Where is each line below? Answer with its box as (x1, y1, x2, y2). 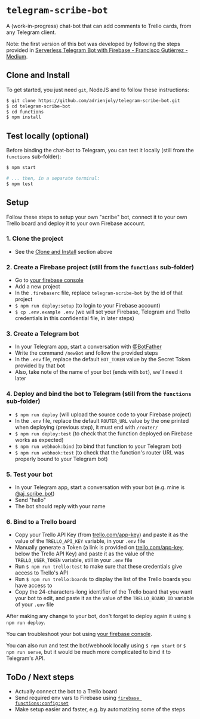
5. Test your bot (6, 470, 53, 478)
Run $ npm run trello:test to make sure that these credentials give (14, 563, 182, 570)
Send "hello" (14, 496, 47, 503)
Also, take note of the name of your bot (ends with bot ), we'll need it (14, 368, 183, 376)
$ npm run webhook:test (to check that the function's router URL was (14, 448, 184, 456)
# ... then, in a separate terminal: (6, 175, 100, 181)
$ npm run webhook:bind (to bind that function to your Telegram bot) (14, 443, 182, 450)
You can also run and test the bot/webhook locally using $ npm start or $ (6, 642, 186, 649)
